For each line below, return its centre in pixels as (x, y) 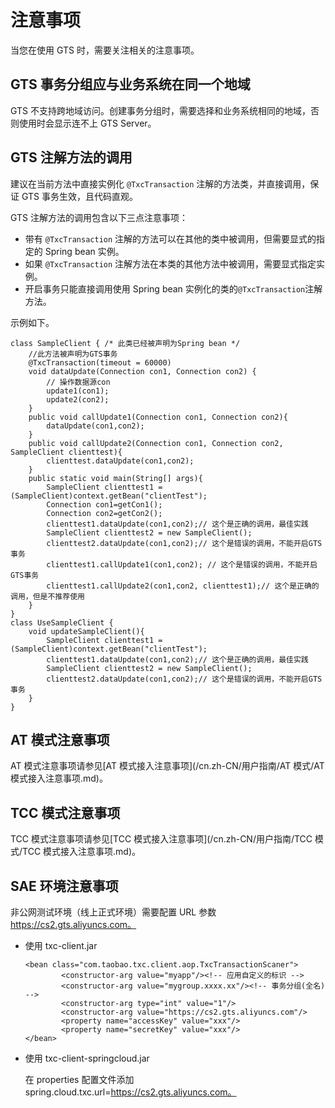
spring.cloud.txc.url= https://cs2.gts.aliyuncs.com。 (130, 1092)
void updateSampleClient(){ (86, 631)
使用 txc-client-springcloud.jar (87, 1058)
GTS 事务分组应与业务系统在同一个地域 (130, 84)
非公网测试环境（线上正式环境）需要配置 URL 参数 (113, 912)
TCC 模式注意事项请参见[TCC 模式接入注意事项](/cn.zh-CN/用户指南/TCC (161, 839)
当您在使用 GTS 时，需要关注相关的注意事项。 (105, 50)
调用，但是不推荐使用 (47, 596)
